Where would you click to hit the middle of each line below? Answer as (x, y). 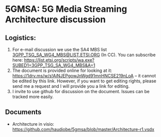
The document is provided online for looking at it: (62, 70)
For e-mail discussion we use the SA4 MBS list (60, 50)
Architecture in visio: (33, 124)
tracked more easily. (33, 97)
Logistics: (20, 38)
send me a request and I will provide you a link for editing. (71, 86)
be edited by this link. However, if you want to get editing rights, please (84, 81)
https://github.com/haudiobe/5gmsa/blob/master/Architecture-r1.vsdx (83, 129)
